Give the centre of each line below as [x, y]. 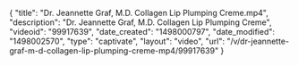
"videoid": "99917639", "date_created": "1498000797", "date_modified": [142, 32]
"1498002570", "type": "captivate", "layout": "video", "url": [117, 41]
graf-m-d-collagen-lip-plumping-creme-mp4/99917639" [114, 51]
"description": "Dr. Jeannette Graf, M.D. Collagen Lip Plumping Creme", [140, 22]
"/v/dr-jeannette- [258, 41]
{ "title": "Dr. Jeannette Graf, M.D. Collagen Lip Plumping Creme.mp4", [139, 13]
